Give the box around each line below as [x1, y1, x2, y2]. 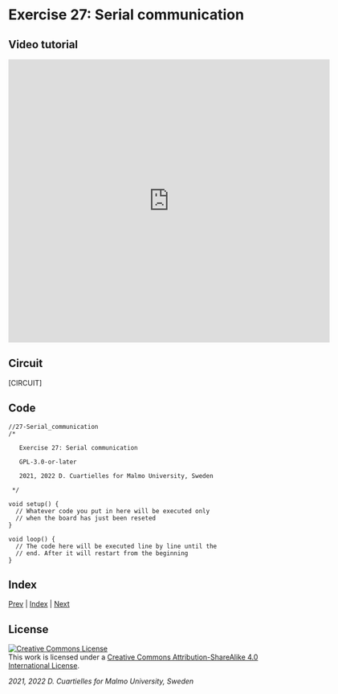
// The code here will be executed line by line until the [15, 542, 218, 550]
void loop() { [8, 535, 56, 543]
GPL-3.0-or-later [18, 458, 78, 466]
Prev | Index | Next [8, 599, 70, 609]
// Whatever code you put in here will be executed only [15, 507, 210, 515]
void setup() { [8, 500, 59, 508]
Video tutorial [8, 38, 79, 51]
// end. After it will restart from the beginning [15, 549, 189, 557]
